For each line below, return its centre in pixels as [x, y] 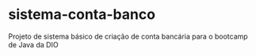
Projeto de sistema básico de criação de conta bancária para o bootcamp [128, 36]
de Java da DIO [33, 44]
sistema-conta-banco [82, 15]
